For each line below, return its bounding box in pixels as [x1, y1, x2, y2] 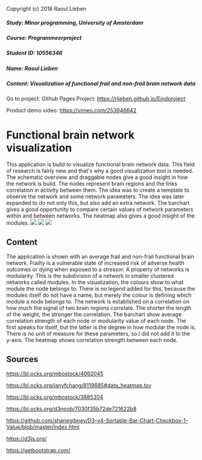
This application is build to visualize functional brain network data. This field [6, 161, 195, 168]
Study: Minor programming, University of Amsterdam [6, 19, 144, 26]
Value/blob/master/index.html [6, 423, 80, 431]
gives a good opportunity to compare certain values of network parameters [6, 206, 194, 213]
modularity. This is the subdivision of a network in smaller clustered [6, 272, 174, 280]
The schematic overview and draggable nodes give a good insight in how [6, 173, 189, 181]
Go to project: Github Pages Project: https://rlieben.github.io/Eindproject [6, 95, 186, 102]
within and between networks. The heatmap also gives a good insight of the [6, 212, 195, 219]
